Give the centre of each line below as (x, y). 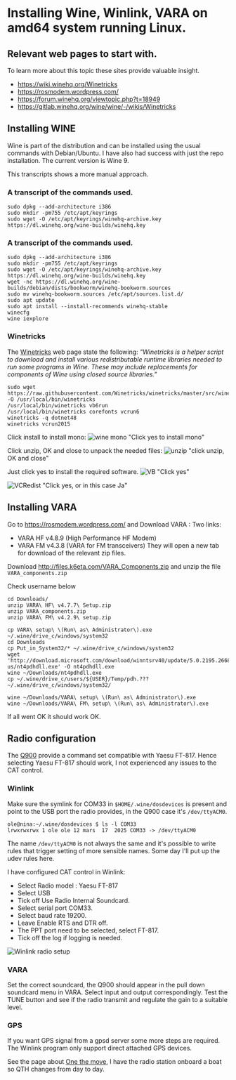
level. (15, 1007)
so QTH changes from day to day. (56, 1069)
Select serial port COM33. (55, 908)
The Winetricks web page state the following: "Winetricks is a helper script (116, 352)
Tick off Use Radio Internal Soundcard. (73, 900)
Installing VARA (42, 507)
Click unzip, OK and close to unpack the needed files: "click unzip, (116, 450)
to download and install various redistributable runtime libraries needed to (115, 359)
